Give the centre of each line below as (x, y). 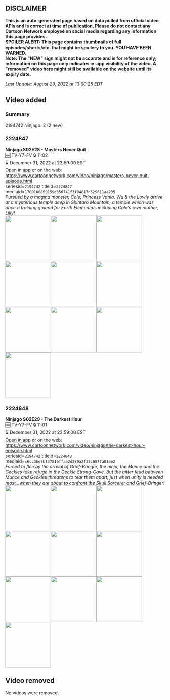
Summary (18, 114)
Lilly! (10, 213)
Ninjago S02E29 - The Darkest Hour (44, 419)
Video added (26, 100)
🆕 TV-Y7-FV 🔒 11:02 (27, 155)
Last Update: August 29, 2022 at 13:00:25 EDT (54, 84)
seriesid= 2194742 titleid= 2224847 (39, 186)
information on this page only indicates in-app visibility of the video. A (81, 63)
